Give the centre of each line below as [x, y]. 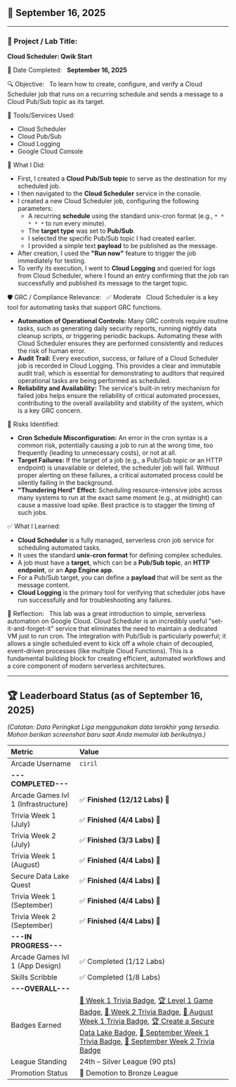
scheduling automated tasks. [59, 548]
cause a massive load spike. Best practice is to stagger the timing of [116, 505]
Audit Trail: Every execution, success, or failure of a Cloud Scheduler [118, 359]
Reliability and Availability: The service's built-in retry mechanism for [119, 388]
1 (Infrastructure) [39, 804]
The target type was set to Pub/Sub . [81, 231]
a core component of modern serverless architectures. [86, 666]
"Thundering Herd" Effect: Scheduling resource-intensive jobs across [120, 490]
